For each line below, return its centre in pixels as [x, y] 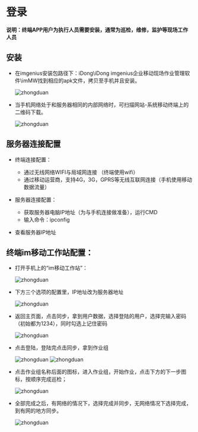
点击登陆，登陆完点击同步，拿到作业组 [61, 348]
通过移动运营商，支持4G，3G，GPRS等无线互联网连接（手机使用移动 [108, 179]
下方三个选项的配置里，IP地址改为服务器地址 [69, 292]
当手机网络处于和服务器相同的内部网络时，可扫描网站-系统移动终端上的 [102, 104]
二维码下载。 [30, 112]
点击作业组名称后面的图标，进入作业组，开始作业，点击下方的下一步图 [100, 372]
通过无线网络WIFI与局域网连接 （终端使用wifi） [81, 172]
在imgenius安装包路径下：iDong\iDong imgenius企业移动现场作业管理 [100, 73]
